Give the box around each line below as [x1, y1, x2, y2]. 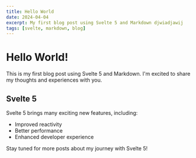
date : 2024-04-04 [6, 14, 49, 20]
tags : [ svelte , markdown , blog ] [6, 25, 86, 31]
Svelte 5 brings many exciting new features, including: [6, 109, 138, 116]
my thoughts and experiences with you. [6, 76, 102, 83]
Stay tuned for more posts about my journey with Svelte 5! [6, 145, 148, 151]
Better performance [14, 127, 63, 134]
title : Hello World [6, 8, 54, 15]
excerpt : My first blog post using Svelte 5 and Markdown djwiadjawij [6, 20, 184, 25]
